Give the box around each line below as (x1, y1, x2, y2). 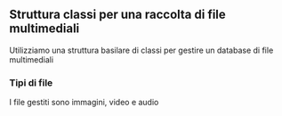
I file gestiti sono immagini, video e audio (9, 97, 159, 108)
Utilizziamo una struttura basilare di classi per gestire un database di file (9, 45, 274, 55)
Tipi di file (9, 76, 53, 88)
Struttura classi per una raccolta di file (9, 7, 227, 22)
